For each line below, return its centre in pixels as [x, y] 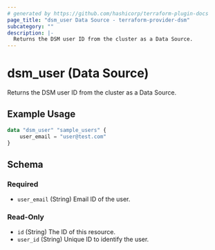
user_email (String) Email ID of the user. [74, 199]
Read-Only [26, 217]
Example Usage [41, 114]
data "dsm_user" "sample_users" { [57, 130]
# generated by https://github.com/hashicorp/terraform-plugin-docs [108, 13]
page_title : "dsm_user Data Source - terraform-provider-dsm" [99, 20]
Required [23, 184]
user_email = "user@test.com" [63, 136]
